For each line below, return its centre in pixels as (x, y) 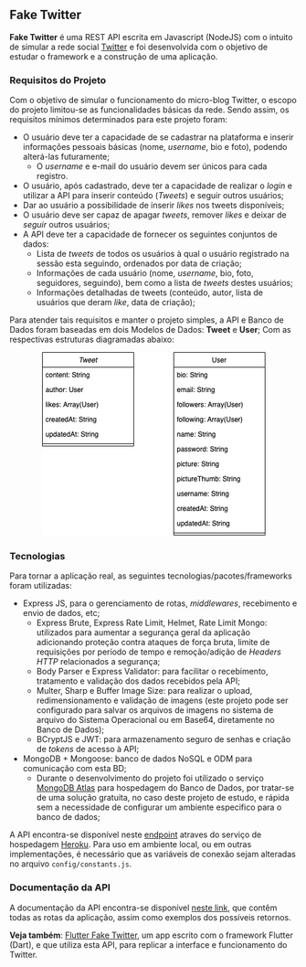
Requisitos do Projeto (58, 80)
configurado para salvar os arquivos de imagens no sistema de (155, 710)
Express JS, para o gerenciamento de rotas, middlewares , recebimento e (160, 603)
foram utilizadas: (41, 586)
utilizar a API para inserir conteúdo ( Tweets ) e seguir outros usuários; (153, 196)
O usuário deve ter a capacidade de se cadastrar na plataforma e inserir (158, 137)
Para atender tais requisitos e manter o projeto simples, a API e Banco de (147, 320)
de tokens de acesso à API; (88, 749)
